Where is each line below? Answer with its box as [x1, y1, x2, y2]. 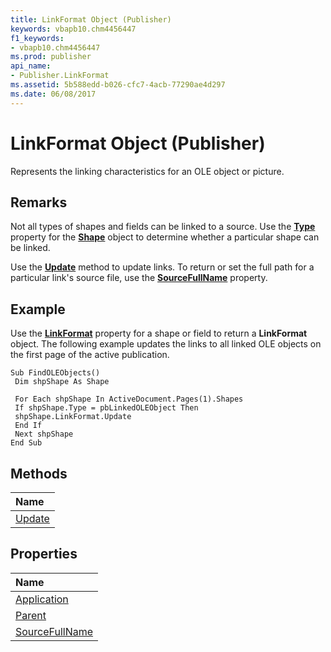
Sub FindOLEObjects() [10, 368, 101, 378]
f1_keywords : [10, 33, 65, 43]
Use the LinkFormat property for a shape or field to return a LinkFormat [10, 327, 308, 340]
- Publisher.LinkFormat [10, 71, 110, 81]
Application [15, 592, 69, 606]
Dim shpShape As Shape [14, 377, 110, 387]
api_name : [10, 61, 52, 71]
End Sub [10, 438, 43, 448]
